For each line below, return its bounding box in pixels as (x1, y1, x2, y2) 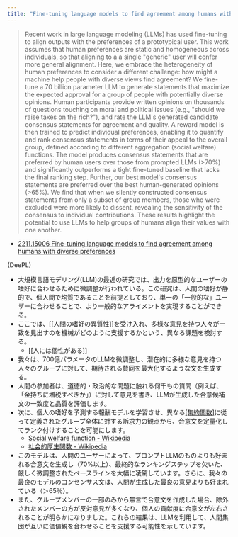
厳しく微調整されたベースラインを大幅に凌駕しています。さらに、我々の (17, 468, 228, 477)
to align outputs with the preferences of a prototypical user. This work (24, 37, 229, 46)
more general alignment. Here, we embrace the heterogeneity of (24, 60, 213, 68)
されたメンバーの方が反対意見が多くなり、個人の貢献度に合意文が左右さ (17, 504, 229, 512)
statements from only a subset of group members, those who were (24, 196, 220, 204)
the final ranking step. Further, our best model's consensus (24, 173, 197, 181)
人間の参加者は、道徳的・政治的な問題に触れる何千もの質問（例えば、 (17, 381, 223, 390)
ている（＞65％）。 (17, 486, 72, 494)
